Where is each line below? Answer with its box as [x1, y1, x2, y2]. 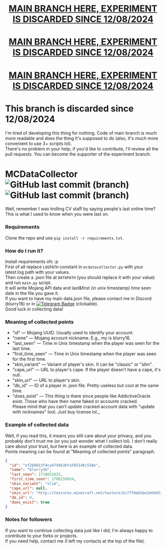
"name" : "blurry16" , [9, 468, 52, 472]
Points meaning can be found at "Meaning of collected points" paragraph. [5, 448, 156, 455]
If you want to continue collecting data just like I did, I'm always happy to [5, 527, 153, 533]
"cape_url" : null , [9, 485, 48, 491]
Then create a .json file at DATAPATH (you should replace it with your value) [5, 274, 155, 281]
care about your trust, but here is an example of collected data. [5, 443, 133, 449]
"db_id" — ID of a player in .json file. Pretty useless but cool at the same [12, 383, 159, 389]
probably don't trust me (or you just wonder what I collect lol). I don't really [5, 438, 158, 444]
